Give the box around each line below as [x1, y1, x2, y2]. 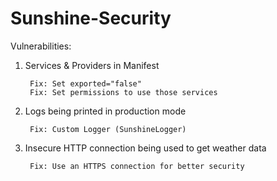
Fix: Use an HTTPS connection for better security [29, 161, 245, 171]
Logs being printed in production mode [24, 105, 187, 117]
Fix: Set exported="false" [29, 78, 142, 89]
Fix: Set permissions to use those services [29, 87, 218, 97]
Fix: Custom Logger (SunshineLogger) [29, 124, 187, 134]
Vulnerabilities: [10, 40, 72, 52]
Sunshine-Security [10, 7, 172, 30]
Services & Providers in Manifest [24, 59, 160, 71]
